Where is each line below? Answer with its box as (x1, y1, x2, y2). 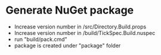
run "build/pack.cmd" (14, 35, 67, 43)
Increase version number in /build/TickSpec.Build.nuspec (14, 29, 156, 36)
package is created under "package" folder (14, 42, 121, 49)
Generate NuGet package (5, 4, 134, 17)
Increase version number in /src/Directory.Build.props (14, 23, 147, 30)
